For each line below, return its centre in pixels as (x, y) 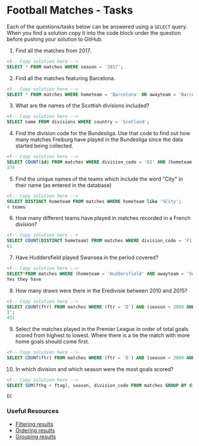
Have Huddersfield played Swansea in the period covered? (87, 258)
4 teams (16, 207)
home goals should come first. (52, 342)
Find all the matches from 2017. (53, 50)
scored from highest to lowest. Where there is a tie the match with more (102, 335)
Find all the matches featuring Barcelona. (65, 78)
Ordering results (35, 430)
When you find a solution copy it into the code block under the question (94, 32)
